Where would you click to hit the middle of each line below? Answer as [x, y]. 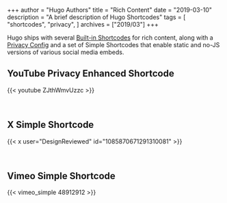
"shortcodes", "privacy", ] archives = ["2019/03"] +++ [83, 24]
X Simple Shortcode [51, 125]
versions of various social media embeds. [66, 52]
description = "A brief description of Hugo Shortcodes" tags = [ [96, 17]
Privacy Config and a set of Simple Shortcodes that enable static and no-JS [113, 45]
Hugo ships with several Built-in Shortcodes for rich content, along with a [110, 38]
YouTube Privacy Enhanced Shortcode [91, 73]
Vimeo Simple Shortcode [62, 176]
